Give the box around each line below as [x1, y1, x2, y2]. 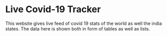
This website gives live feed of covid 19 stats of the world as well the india [5, 20, 162, 26]
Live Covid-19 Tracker [5, 4, 101, 15]
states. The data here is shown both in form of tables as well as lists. [5, 25, 151, 31]
